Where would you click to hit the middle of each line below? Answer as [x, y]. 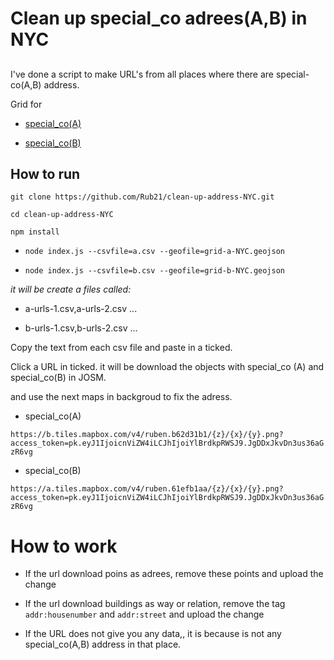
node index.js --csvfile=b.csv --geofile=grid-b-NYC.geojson [155, 271]
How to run [45, 173]
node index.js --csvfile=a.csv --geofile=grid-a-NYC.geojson [155, 252]
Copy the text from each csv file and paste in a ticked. [121, 348]
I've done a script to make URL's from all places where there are [142, 74]
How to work [64, 546]
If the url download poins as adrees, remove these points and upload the [174, 574]
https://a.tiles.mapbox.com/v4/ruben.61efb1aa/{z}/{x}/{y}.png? [147, 489]
